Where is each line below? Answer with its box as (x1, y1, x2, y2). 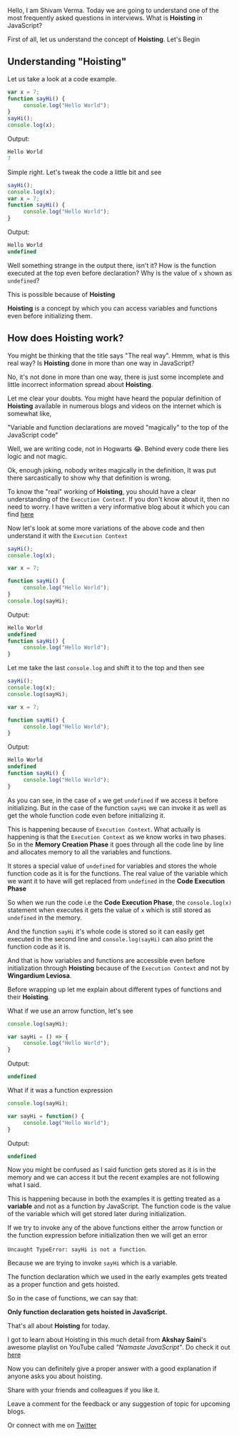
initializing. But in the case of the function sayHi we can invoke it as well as (7, 803, 227, 812)
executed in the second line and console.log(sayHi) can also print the (7, 934, 213, 943)
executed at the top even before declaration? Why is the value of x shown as (7, 268, 233, 277)
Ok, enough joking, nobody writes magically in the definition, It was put (7, 465, 216, 474)
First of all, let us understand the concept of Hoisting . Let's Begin (7, 35, 200, 44)
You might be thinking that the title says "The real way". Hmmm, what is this (7, 351, 230, 360)
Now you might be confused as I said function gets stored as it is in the (7, 1166, 216, 1174)
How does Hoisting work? (7, 332, 124, 345)
